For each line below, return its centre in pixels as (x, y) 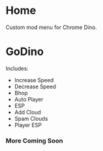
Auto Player (29, 99)
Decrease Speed (35, 86)
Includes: (17, 68)
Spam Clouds (31, 118)
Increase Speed (34, 80)
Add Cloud (28, 112)
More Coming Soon (35, 141)
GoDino (25, 52)
